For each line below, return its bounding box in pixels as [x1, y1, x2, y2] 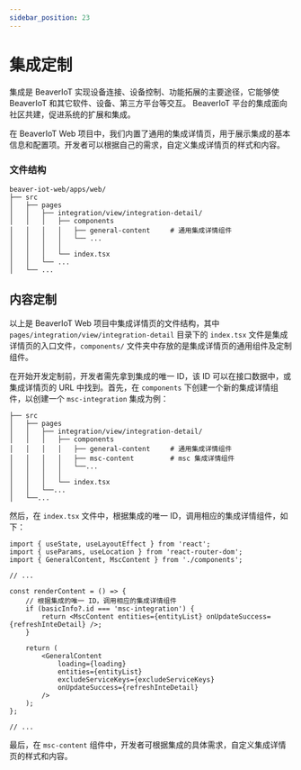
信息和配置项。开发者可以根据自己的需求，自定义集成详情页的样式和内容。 [9, 139, 285, 149]
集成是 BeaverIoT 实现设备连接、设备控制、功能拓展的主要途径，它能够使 [9, 86, 280, 97]
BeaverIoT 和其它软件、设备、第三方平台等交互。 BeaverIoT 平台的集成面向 [9, 97, 288, 108]
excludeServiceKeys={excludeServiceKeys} [57, 675, 216, 684]
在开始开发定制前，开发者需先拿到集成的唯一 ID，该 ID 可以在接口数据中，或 [9, 370, 292, 381]
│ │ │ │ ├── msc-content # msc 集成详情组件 [9, 454, 235, 463]
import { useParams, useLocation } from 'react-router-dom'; [9, 547, 243, 557]
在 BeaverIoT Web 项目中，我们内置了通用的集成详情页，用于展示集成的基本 [9, 128, 291, 139]
